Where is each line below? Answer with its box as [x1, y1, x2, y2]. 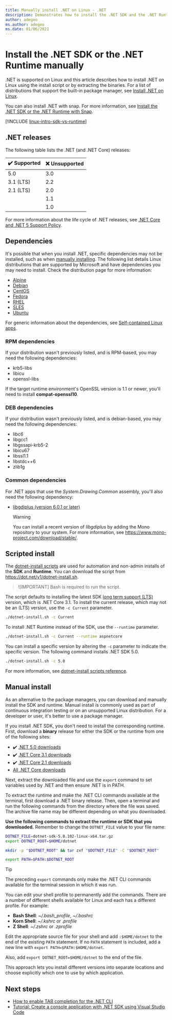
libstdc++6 [12, 458, 36, 465]
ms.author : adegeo [5, 22, 45, 27]
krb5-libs [12, 365, 32, 371]
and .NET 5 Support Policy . [5, 222, 62, 228]
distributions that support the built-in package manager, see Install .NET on [5, 88, 164, 94]
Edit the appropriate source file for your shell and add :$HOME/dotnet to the [5, 933, 163, 940]
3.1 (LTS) [8, 178, 31, 185]
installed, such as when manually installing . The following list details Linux [5, 256, 161, 262]
